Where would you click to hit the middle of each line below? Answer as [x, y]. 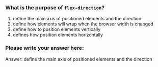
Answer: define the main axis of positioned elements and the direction [79, 59]
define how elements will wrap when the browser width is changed [83, 24]
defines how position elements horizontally [58, 35]
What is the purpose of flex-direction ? [55, 8]
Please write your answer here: [45, 48]
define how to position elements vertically [57, 29]
